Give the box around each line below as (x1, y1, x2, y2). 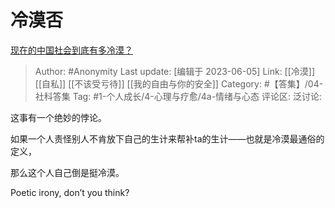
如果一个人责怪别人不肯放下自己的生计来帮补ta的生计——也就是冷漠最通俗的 (10, 132, 325, 145)
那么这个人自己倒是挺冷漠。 (10, 166, 125, 178)
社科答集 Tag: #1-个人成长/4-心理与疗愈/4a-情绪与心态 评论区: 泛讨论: (34, 90, 323, 102)
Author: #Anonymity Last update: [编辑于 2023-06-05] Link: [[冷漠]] (34, 65, 316, 77)
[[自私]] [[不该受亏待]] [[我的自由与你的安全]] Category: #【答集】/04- (34, 77, 324, 90)
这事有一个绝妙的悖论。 (10, 111, 107, 123)
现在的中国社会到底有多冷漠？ (10, 44, 133, 56)
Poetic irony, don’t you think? (10, 186, 130, 198)
